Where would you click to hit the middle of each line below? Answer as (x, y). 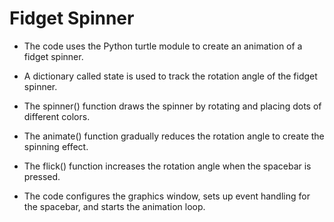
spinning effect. (56, 146)
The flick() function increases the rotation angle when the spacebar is (167, 166)
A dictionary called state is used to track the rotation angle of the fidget (170, 76)
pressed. (42, 176)
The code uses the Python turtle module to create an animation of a (163, 46)
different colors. (57, 116)
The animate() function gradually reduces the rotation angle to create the (174, 136)
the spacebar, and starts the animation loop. (114, 206)
